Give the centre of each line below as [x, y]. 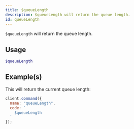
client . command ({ [24, 98]
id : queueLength [22, 19]
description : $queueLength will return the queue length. [68, 15]
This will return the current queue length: [48, 89]
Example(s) [24, 77]
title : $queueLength [27, 10]
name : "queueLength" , [33, 103]
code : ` [18, 108]
